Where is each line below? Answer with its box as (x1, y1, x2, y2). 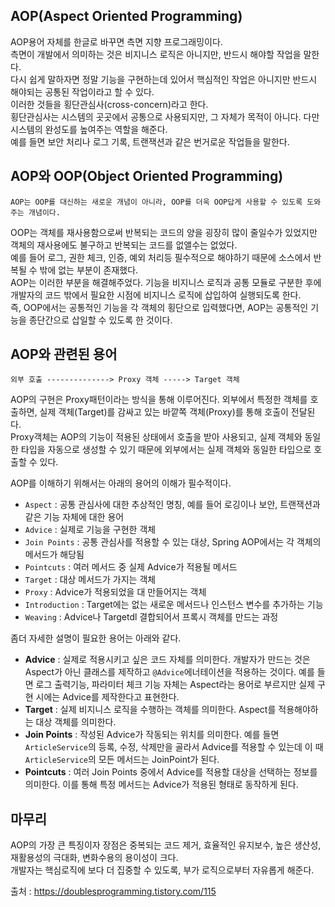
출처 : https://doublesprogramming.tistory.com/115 (10, 885, 217, 898)
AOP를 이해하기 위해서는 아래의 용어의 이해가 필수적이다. (10, 477, 232, 489)
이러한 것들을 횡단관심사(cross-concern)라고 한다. (10, 98, 209, 110)
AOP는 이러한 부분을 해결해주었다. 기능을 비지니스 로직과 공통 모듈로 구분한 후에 (10, 276, 322, 288)
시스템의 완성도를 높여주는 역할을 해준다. (10, 123, 168, 135)
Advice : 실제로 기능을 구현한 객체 (24, 524, 157, 536)
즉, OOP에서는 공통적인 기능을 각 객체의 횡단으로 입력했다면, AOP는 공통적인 (10, 301, 309, 313)
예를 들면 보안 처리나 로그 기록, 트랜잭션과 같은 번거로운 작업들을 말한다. (10, 135, 290, 148)
